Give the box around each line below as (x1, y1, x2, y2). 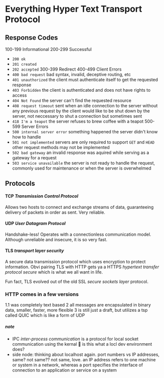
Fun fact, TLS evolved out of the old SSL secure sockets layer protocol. (5, 278, 149, 284)
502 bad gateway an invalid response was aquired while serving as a (12, 150, 149, 155)
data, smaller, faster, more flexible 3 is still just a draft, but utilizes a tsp (5, 307, 148, 313)
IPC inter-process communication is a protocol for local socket (12, 336, 139, 342)
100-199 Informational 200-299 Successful (5, 47, 92, 52)
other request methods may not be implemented (12, 145, 110, 150)
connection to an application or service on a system (12, 367, 117, 373)
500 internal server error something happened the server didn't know (12, 129, 158, 134)
